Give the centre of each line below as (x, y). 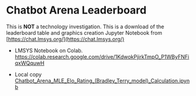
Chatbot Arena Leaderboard (76, 10)
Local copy (28, 74)
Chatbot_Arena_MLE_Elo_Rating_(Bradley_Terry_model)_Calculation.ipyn (102, 81)
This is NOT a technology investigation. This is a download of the (85, 27)
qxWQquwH (30, 63)
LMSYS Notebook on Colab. (49, 50)
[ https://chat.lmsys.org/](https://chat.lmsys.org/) (65, 39)
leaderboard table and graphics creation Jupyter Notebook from (84, 32)
